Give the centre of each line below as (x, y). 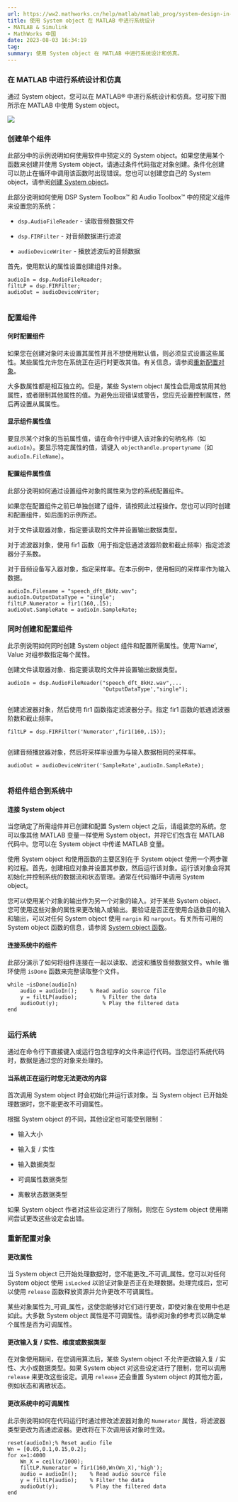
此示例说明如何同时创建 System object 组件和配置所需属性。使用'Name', (112, 646)
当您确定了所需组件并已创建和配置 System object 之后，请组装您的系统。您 (117, 826)
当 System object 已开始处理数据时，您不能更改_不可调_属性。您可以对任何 (117, 1274)
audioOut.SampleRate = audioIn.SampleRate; (73, 610)
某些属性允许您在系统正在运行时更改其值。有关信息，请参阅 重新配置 (119, 362)
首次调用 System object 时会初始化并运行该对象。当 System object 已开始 (115, 1095)
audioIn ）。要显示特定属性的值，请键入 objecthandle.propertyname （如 (110, 447)
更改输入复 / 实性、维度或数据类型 (57, 1342)
